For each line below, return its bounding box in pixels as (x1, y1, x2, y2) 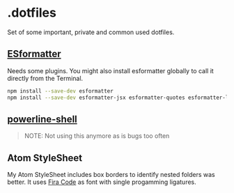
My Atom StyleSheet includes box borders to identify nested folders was (7, 171, 215, 179)
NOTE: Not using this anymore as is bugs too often (24, 132, 170, 140)
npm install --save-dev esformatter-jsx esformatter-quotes (7, 94, 186, 101)
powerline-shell (7, 113, 78, 125)
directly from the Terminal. (7, 74, 84, 82)
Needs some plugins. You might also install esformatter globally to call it (7, 66, 214, 75)
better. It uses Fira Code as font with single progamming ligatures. (7, 178, 196, 186)
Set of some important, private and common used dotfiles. (7, 28, 175, 36)
